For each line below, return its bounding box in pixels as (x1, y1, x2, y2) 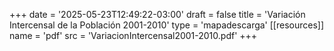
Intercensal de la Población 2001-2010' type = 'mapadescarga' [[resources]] (9, 19, 325, 31)
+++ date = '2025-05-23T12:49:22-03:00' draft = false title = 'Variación (9, 9, 306, 20)
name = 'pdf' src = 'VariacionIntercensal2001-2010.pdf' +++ (9, 30, 258, 41)
